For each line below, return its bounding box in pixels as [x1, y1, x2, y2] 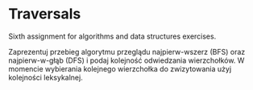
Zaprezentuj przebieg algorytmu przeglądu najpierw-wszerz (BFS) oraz [8, 47, 246, 56]
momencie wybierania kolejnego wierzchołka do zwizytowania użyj [8, 63, 232, 73]
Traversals [8, 5, 81, 23]
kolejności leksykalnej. [8, 72, 83, 82]
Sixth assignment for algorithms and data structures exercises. [8, 31, 217, 41]
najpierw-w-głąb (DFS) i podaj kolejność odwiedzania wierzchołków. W [8, 55, 245, 65]
